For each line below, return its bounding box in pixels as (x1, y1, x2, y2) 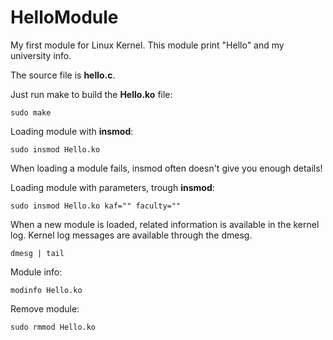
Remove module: (10, 302, 80, 315)
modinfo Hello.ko (10, 285, 83, 295)
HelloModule (10, 6, 119, 29)
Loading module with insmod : (10, 125, 134, 137)
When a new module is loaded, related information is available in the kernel (10, 218, 320, 230)
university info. (10, 49, 72, 61)
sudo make (10, 107, 52, 118)
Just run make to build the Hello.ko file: (10, 88, 173, 100)
